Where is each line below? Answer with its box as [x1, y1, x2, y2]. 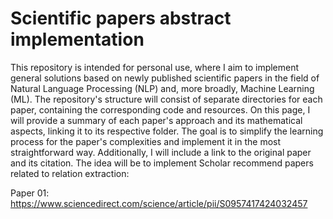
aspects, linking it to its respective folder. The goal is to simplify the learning [10, 125, 324, 137]
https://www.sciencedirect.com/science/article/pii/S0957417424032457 [10, 197, 308, 209]
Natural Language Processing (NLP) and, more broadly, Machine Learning [10, 82, 315, 94]
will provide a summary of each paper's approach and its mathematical [10, 114, 303, 126]
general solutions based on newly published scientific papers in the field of [10, 72, 320, 84]
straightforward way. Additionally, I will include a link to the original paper [10, 146, 312, 158]
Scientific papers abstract [10, 7, 232, 30]
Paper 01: [10, 187, 50, 199]
